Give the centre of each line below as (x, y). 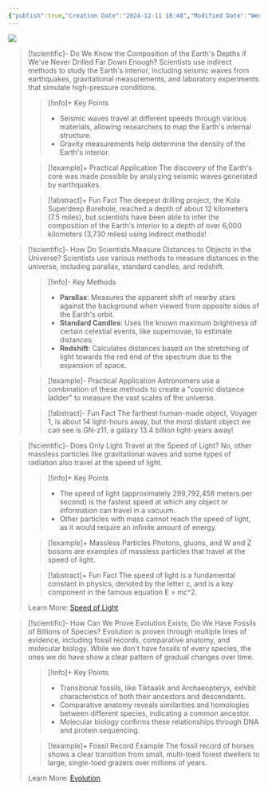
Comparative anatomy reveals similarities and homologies (154, 705)
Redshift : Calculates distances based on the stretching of (154, 348)
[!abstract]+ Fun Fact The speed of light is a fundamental (141, 575)
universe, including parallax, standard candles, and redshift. (126, 266)
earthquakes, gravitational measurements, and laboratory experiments (143, 79)
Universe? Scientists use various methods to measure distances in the (143, 258)
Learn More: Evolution (64, 778)
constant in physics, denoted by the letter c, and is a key (140, 583)
